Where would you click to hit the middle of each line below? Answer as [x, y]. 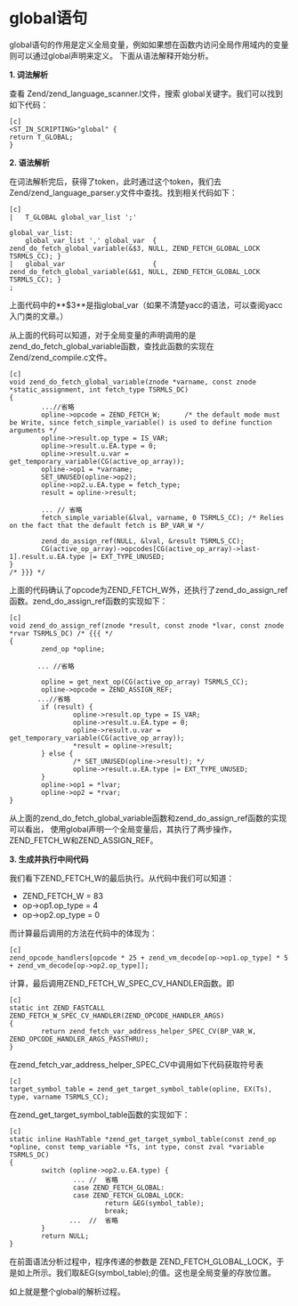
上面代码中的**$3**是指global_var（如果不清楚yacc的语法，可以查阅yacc [146, 304]
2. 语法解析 [30, 162]
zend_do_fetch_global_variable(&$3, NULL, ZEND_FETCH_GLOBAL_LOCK [135, 248]
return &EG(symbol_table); [154, 1203]
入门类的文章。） [39, 316]
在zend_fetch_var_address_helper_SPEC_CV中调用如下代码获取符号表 [137, 1064]
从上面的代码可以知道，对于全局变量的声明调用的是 [103, 335]
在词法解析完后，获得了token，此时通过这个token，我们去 [116, 181]
